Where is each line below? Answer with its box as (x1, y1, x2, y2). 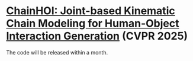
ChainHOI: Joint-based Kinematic (6, 4, 176, 18)
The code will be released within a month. (6, 49, 108, 56)
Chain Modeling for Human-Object (6, 17, 179, 30)
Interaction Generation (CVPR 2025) (6, 30, 188, 43)
